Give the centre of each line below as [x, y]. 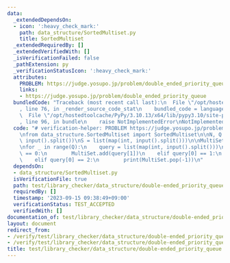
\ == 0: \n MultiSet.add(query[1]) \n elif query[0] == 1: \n [121, 154]
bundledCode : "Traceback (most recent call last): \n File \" [104, 103]
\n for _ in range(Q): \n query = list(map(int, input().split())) [119, 147]
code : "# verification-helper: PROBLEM [70, 128]
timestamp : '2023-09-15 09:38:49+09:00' [72, 198]
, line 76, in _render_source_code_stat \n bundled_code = [108, 109]
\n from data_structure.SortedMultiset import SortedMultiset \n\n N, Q [121, 134]
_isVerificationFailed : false [56, 58]
